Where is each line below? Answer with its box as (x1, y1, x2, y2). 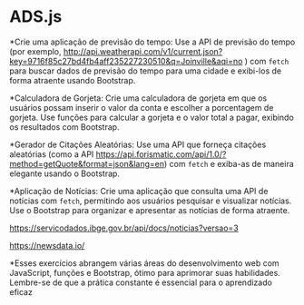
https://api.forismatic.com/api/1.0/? (95, 148, 227, 160)
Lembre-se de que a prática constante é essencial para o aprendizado (9, 277, 272, 288)
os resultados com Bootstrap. (9, 121, 120, 133)
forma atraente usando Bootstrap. (9, 74, 136, 85)
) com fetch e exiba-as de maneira (163, 158, 295, 169)
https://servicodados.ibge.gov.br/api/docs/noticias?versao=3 (9, 222, 239, 233)
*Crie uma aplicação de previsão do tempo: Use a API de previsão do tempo (9, 36, 296, 47)
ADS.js (9, 6, 63, 27)
